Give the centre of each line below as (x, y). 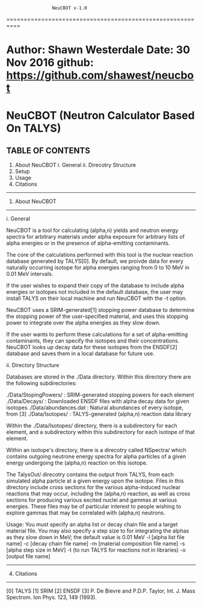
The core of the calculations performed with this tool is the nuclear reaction (100, 255)
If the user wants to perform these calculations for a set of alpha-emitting (97, 334)
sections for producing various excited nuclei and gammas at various (92, 500)
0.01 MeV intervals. (30, 274)
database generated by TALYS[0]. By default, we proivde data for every (95, 261)
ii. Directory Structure (33, 365)
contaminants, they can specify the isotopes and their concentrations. (93, 341)
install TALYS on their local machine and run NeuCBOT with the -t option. (97, 298)
